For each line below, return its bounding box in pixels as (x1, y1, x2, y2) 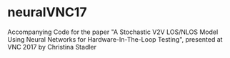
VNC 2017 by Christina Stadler (7, 42, 97, 51)
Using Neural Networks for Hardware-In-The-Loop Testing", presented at (7, 35, 223, 43)
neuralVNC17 (7, 4, 87, 21)
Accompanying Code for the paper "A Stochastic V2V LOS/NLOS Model (7, 28, 219, 36)
